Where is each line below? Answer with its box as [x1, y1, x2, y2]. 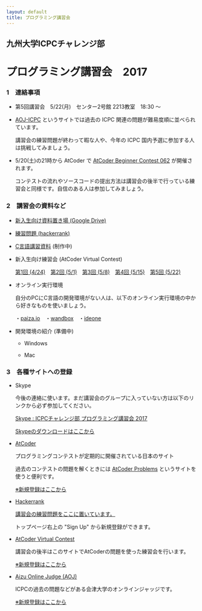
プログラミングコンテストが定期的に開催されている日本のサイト [15, 452, 174, 459]
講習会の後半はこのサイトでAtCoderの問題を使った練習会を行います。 [15, 547, 189, 555]
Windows [24, 339, 48, 346]
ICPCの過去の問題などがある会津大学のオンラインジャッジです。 [15, 585, 175, 592]
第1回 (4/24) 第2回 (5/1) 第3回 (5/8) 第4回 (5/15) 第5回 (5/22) [15, 268, 181, 275]
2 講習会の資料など [6, 201, 67, 210]
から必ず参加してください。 [25, 402, 95, 409]
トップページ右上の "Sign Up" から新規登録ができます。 [15, 523, 154, 530]
